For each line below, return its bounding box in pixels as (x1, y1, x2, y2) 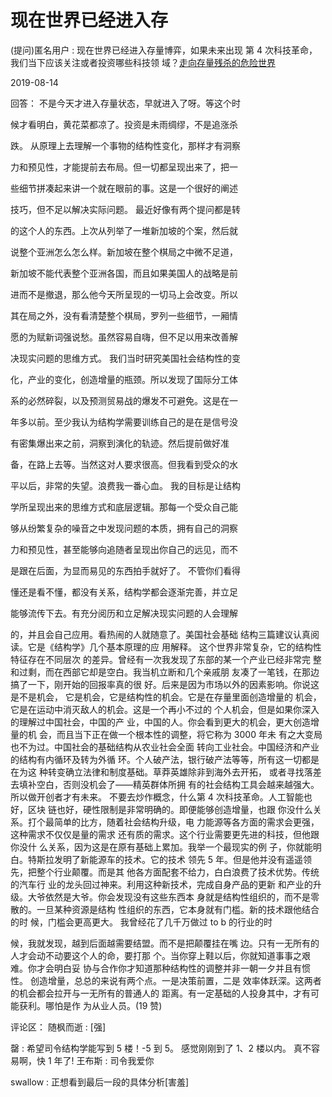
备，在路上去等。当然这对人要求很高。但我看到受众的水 (10, 458, 238, 470)
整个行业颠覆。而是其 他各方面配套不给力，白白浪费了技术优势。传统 (36, 866, 320, 878)
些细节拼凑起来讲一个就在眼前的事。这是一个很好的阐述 (10, 182, 238, 194)
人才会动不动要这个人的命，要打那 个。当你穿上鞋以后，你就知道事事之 (10, 949, 302, 961)
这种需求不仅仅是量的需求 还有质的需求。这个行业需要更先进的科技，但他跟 (10, 828, 320, 840)
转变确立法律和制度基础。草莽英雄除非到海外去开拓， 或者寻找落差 (47, 766, 322, 778)
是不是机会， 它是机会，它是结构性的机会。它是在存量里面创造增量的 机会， (10, 691, 322, 703)
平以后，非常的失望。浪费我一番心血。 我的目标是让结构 (10, 479, 241, 491)
